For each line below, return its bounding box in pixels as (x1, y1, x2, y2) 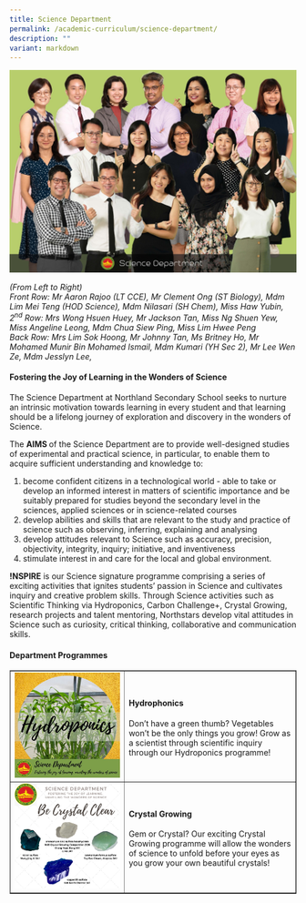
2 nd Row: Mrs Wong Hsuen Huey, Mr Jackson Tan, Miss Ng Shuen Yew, (9, 310, 279, 323)
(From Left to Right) (9, 282, 83, 293)
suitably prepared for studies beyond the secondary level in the (22, 494, 261, 505)
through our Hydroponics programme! (128, 746, 271, 757)
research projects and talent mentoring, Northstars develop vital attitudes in (9, 609, 294, 620)
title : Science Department (9, 15, 112, 24)
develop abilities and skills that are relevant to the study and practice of (22, 514, 291, 525)
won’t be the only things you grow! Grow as (128, 727, 291, 738)
